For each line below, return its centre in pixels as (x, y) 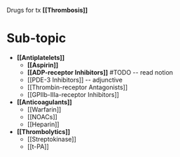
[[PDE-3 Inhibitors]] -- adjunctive (75, 80)
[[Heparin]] (43, 124)
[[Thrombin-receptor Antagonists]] (77, 87)
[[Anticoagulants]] (44, 102)
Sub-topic (36, 38)
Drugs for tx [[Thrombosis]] (47, 10)
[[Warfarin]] (44, 109)
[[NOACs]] (42, 117)
